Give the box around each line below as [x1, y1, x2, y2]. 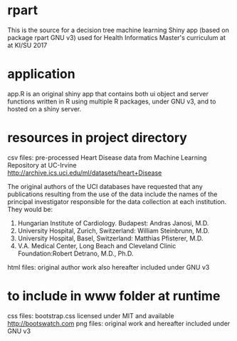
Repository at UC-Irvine [7, 161, 77, 169]
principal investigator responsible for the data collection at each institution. [7, 197, 227, 205]
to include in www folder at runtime [7, 288, 221, 304]
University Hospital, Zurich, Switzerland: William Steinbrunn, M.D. [17, 226, 210, 235]
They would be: [7, 205, 53, 213]
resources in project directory [7, 130, 187, 146]
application [7, 66, 76, 82]
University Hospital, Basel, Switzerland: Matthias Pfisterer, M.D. [17, 234, 204, 243]
